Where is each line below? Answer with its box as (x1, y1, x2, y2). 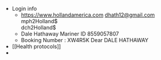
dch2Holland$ (20, 24, 56, 31)
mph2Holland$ (20, 18, 58, 24)
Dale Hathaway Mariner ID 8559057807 (20, 30, 119, 37)
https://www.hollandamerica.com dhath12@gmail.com (20, 11, 155, 18)
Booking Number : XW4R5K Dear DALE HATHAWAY (20, 37, 149, 43)
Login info (11, 5, 37, 12)
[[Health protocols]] (11, 43, 61, 50)
